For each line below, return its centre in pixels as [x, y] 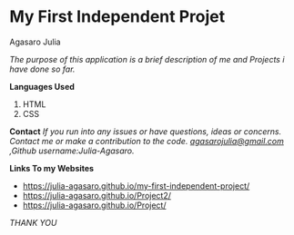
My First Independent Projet [117, 17]
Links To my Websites [51, 168]
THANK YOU [33, 222]
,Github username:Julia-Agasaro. [72, 151]
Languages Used [42, 86]
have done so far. [42, 69]
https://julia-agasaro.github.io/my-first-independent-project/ [136, 186]
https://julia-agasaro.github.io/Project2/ [96, 195]
